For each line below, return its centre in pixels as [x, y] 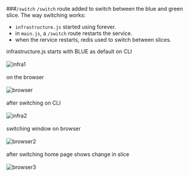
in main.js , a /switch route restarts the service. [74, 33]
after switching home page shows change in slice [68, 154]
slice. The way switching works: [46, 15]
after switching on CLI [34, 103]
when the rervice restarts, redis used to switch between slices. [93, 40]
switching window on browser [44, 129]
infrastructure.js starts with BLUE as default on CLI [69, 51]
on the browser [25, 77]
